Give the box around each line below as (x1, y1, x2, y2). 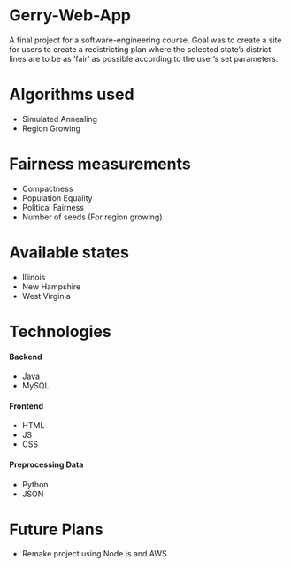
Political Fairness (21, 202, 85, 212)
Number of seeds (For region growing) (21, 211, 163, 222)
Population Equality (21, 192, 93, 203)
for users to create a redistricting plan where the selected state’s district (9, 43, 272, 54)
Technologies (9, 321, 112, 342)
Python (21, 479, 49, 489)
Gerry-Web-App (9, 5, 131, 26)
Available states (9, 242, 130, 262)
